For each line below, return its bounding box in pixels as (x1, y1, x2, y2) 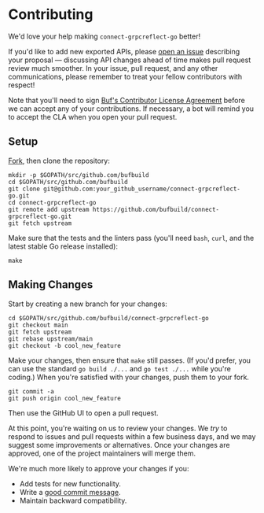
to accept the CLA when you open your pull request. (8, 112, 178, 121)
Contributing (8, 6, 93, 24)
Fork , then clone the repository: (8, 156, 110, 165)
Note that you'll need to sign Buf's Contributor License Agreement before (8, 95, 245, 105)
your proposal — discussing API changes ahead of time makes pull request (8, 55, 251, 65)
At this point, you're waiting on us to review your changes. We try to (8, 423, 228, 433)
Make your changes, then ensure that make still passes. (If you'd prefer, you (8, 356, 251, 365)
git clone (8, 185, 41, 193)
